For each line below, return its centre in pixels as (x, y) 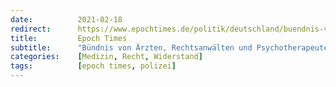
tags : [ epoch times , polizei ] (93, 66)
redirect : (31, 29)
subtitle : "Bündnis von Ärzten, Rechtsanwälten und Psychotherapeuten (171, 47)
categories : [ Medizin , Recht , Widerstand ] (106, 57)
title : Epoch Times (69, 38)
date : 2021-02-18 (66, 19)
